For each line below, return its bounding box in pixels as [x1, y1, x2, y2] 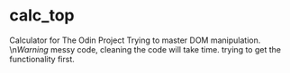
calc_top [9, 5, 75, 26]
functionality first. [9, 53, 75, 64]
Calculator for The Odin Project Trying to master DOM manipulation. [9, 35, 261, 45]
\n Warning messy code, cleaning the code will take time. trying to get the [9, 44, 282, 54]
